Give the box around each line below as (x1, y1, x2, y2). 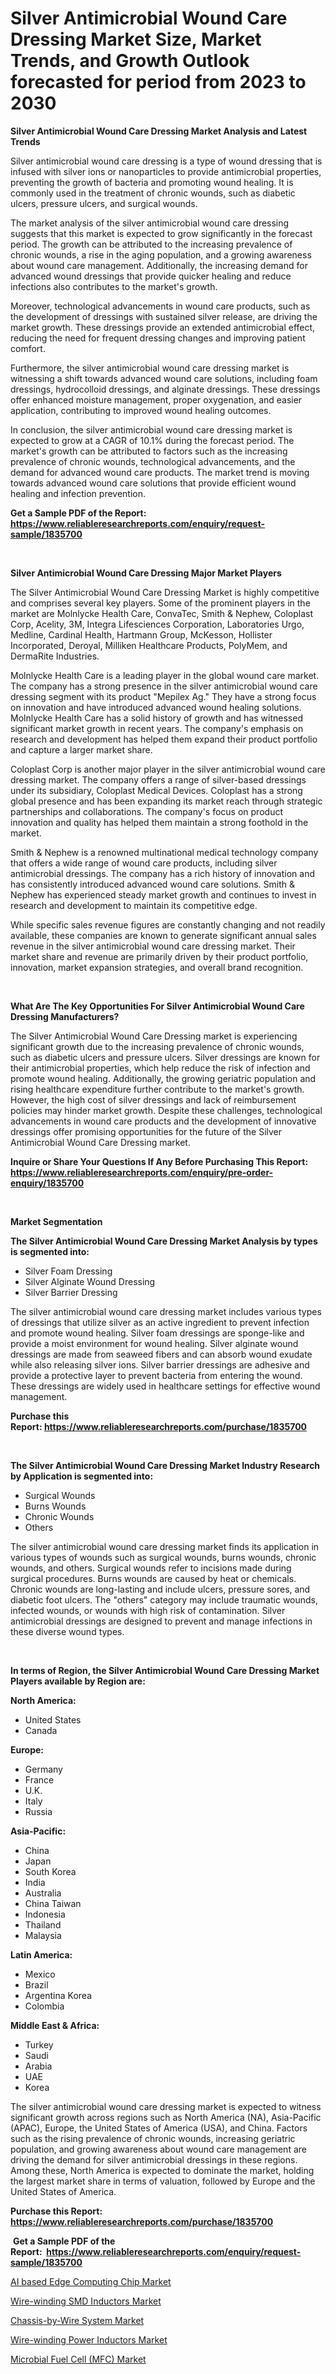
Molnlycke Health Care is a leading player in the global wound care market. (10, 669, 320, 681)
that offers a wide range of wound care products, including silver (10, 857, 278, 869)
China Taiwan (24, 1897, 82, 1909)
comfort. (10, 342, 46, 354)
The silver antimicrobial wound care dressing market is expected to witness (10, 2100, 322, 2112)
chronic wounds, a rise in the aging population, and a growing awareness (10, 248, 312, 261)
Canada (24, 1724, 58, 1736)
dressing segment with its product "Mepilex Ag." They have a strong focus (10, 690, 317, 702)
